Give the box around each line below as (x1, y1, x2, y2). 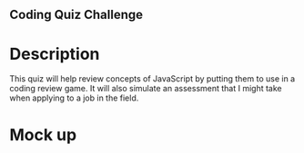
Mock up (9, 124, 77, 145)
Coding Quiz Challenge (9, 7, 144, 23)
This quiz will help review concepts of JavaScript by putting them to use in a (9, 73, 296, 84)
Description (9, 43, 100, 64)
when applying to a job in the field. (9, 92, 139, 103)
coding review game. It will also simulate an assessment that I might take (9, 83, 282, 94)
